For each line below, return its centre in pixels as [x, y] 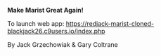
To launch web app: [36, 23]
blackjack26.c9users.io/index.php [56, 31]
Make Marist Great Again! [45, 10]
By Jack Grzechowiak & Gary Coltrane [63, 44]
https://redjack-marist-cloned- [110, 23]
